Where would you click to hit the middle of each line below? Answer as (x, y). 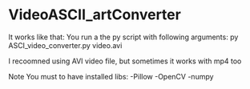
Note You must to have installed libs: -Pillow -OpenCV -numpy (111, 76)
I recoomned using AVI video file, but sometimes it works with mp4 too (125, 61)
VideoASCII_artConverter (95, 15)
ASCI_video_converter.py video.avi (65, 45)
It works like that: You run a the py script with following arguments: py (123, 37)
